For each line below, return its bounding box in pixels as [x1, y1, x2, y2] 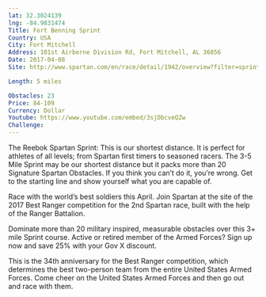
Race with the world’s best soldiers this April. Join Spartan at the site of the [8, 192, 253, 201]
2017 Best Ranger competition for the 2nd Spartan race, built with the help [8, 200, 251, 210]
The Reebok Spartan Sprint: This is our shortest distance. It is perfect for [8, 143, 245, 152]
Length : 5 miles [8, 77, 62, 86]
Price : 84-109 [8, 99, 55, 107]
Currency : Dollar [8, 106, 66, 115]
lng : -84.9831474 [8, 19, 66, 27]
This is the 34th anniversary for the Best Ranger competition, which [8, 257, 229, 265]
